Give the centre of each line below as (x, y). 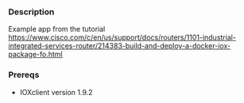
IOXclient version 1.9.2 (56, 92)
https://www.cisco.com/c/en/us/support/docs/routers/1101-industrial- (122, 37)
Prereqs (24, 75)
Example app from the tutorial (57, 29)
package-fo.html (36, 55)
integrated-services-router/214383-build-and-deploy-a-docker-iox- (120, 46)
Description (31, 12)
